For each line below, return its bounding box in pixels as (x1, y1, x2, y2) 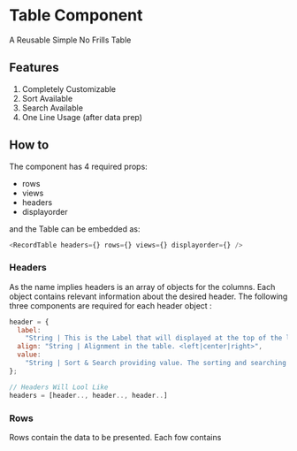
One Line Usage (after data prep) (21, 111, 143, 122)
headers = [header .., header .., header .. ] (9, 391, 168, 400)
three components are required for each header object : (9, 300, 212, 310)
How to (9, 138, 49, 153)
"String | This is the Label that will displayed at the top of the (25, 333, 283, 343)
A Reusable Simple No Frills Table (9, 34, 132, 45)
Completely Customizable (21, 83, 117, 94)
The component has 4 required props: (9, 161, 148, 172)
